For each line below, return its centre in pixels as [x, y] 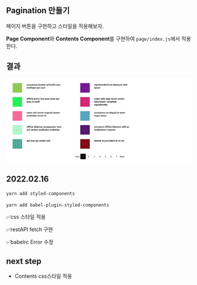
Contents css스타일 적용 [43, 276]
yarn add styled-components [41, 194]
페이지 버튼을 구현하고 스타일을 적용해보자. [55, 26]
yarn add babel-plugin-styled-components [58, 205]
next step [24, 261]
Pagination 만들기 [38, 11]
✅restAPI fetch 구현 [29, 229]
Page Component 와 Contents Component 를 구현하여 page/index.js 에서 [93, 39]
